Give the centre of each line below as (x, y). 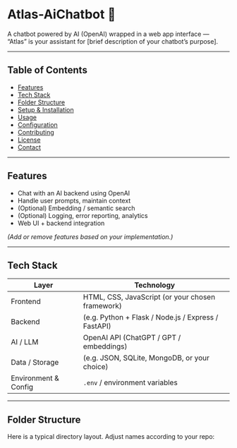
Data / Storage (35, 363)
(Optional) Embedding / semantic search (76, 208)
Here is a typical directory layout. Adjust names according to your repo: (111, 437)
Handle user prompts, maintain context (74, 200)
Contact (29, 147)
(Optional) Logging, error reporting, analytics (83, 215)
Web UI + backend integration (61, 223)
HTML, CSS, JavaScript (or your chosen (149, 297)
